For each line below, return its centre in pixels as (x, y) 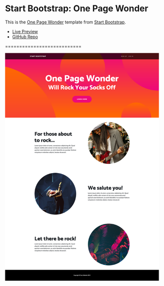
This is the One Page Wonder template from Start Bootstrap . (65, 22)
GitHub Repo (25, 37)
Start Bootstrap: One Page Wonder (77, 9)
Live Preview (25, 31)
